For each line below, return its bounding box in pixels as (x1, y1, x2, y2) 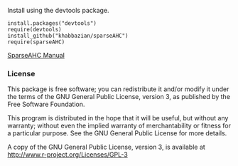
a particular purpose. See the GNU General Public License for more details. (7, 129, 227, 138)
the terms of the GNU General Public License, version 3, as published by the (7, 93, 231, 101)
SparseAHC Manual (7, 51, 65, 59)
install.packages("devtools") (7, 20, 97, 27)
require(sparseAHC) (7, 38, 65, 46)
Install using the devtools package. (7, 6, 109, 14)
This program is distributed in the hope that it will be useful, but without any (7, 114, 229, 123)
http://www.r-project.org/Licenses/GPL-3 (7, 150, 128, 159)
